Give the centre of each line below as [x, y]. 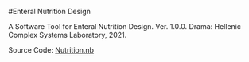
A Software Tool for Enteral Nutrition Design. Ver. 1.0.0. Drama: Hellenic [124, 26]
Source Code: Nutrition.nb [51, 50]
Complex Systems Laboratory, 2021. [68, 35]
